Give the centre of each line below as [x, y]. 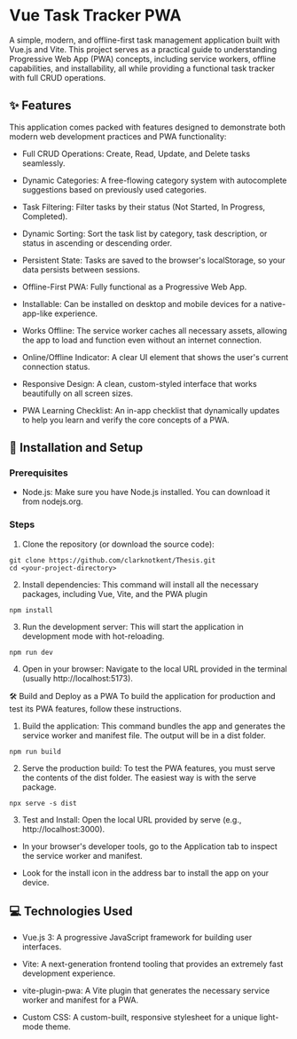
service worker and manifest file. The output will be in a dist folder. [144, 735]
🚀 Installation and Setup [76, 448]
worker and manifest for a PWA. [80, 1000]
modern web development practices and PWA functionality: [118, 136]
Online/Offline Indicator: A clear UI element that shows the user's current [155, 357]
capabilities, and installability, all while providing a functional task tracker [142, 68]
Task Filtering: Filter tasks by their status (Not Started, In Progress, [144, 207]
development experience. [69, 973]
